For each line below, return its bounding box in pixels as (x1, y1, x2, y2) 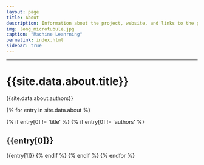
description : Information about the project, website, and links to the (6, 20, 194, 26)
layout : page (6, 8, 39, 15)
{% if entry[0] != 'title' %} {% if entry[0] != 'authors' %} (6, 118, 144, 125)
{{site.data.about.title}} (6, 75, 129, 89)
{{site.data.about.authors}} (6, 95, 74, 102)
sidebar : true (6, 43, 42, 49)
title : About (6, 15, 39, 21)
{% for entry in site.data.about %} (6, 106, 91, 113)
